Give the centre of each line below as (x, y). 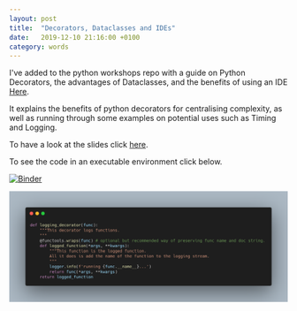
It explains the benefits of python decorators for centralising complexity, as (146, 109)
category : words (39, 47)
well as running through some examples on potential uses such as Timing (143, 118)
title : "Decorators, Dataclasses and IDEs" (92, 28)
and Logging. (33, 127)
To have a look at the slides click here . (79, 145)
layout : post (33, 19)
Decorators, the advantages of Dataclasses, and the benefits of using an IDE (148, 82)
